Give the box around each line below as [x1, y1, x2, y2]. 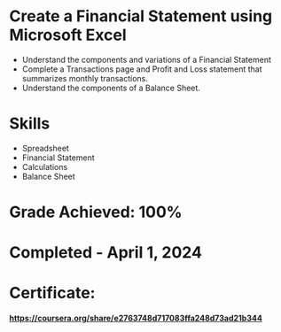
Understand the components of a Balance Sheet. [21, 82, 201, 93]
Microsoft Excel [9, 25, 127, 45]
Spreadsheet [21, 143, 69, 153]
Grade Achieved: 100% [9, 202, 183, 222]
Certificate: [9, 283, 96, 303]
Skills [9, 113, 51, 134]
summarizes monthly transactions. [21, 73, 149, 83]
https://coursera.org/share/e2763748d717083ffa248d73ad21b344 [9, 313, 263, 324]
